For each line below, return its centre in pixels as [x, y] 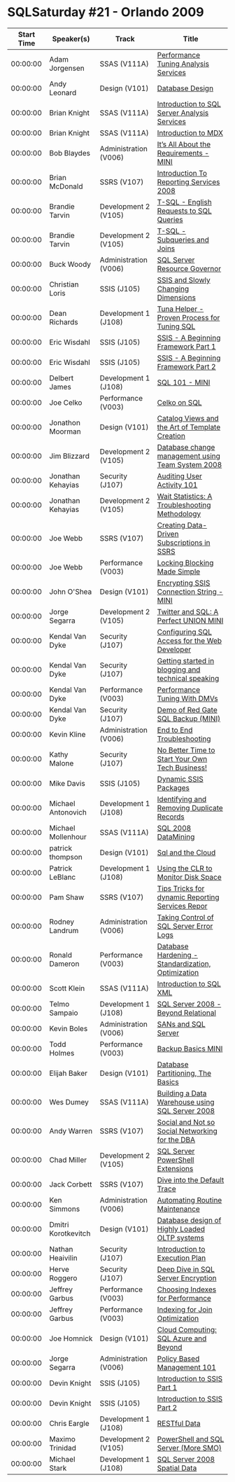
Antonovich [68, 812]
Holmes [62, 1053]
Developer [174, 649]
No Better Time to [186, 750]
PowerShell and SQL [191, 1439]
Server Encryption [187, 1277]
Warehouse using [186, 1102]
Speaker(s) [71, 39]
